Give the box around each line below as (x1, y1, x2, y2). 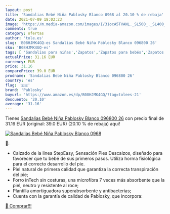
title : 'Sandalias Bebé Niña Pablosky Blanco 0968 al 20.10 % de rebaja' (5, 12, 164, 17)
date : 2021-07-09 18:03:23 (5, 17, 62, 22)
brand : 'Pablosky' (5, 87, 44, 93)
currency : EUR (5, 59, 35, 64)
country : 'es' (5, 78, 35, 83)
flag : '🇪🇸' (5, 82, 30, 88)
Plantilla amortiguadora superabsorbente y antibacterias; (12, 188, 132, 194)
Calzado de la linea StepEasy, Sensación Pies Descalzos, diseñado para (12, 150, 163, 156)
